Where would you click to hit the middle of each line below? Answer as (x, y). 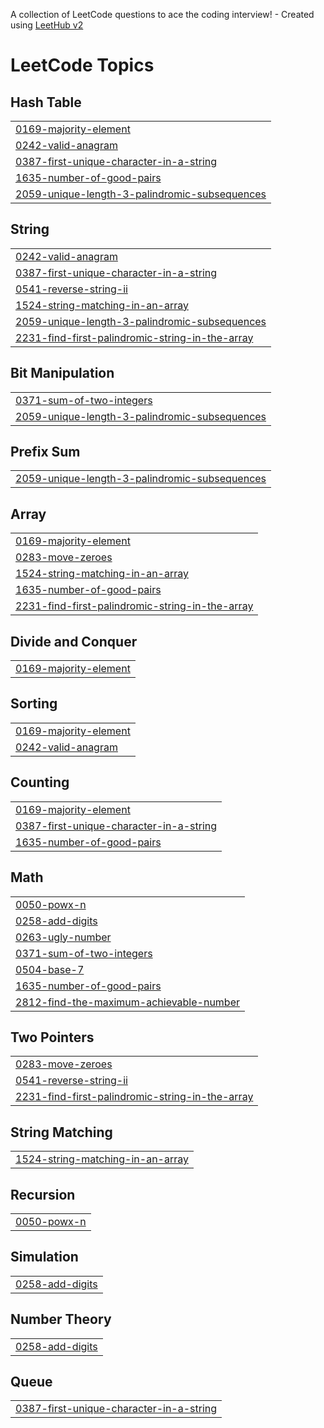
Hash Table (46, 102)
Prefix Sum (45, 452)
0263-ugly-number (63, 937)
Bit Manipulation (62, 373)
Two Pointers (52, 1037)
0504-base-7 (50, 969)
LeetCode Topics (82, 65)
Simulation (44, 1257)
